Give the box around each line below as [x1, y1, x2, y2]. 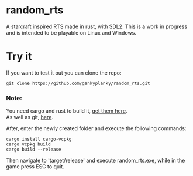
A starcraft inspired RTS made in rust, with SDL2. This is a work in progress [6, 23, 188, 30]
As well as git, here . [6, 114, 54, 121]
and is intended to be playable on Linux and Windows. [6, 29, 136, 36]
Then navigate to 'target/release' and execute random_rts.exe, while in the [6, 157, 185, 164]
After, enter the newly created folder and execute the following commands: [6, 125, 187, 132]
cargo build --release [6, 147, 61, 153]
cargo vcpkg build [6, 141, 51, 147]
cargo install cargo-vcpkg [6, 136, 72, 143]
